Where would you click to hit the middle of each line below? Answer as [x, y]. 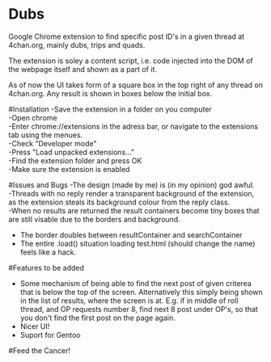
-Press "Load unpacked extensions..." [72, 152]
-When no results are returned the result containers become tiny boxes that [134, 210]
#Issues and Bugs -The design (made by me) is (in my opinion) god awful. [131, 185]
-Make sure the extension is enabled [69, 169]
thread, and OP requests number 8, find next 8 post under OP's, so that [139, 309]
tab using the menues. [46, 135]
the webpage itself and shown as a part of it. [83, 69]
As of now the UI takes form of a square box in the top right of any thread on [135, 85]
